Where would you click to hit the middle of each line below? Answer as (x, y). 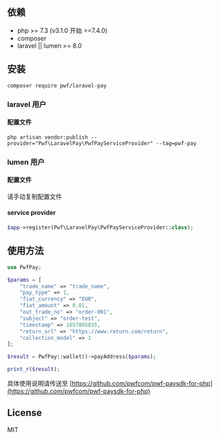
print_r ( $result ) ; (34, 370)
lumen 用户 (26, 162)
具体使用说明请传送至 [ (40, 384)
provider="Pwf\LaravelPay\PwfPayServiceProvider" (80, 143)
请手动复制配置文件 (35, 196)
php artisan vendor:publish (48, 137)
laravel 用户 (27, 104)
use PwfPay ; (24, 267)
